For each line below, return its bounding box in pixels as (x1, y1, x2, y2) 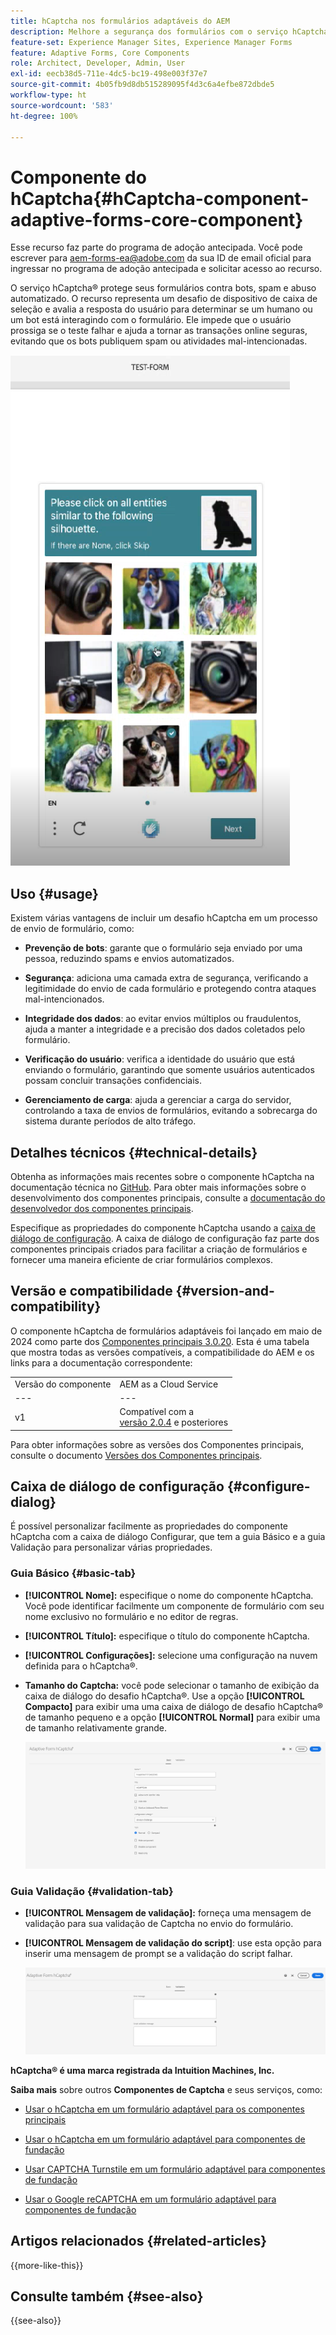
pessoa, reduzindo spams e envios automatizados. (24, 953, 235, 965)
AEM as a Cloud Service (119, 1378, 219, 1390)
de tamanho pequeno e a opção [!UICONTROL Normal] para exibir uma (24, 1711, 321, 1723)
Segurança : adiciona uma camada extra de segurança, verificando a (24, 972, 309, 984)
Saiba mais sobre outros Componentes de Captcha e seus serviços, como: (10, 2083, 323, 2095)
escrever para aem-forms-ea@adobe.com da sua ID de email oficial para (10, 252, 312, 264)
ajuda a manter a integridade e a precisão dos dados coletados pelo (24, 1023, 306, 1035)
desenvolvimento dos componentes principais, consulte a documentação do (10, 1191, 326, 1204)
